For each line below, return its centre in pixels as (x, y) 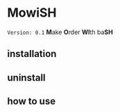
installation (32, 54)
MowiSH (32, 13)
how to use (32, 101)
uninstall (27, 78)
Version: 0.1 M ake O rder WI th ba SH (60, 32)
